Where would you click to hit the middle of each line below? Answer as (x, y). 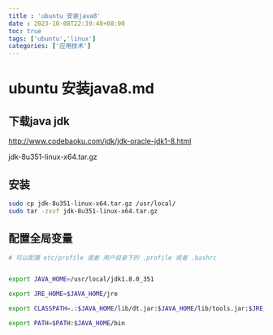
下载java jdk (39, 121)
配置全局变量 (41, 239)
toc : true (25, 31)
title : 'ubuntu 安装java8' (55, 16)
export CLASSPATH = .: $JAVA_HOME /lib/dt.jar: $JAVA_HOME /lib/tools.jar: (129, 309)
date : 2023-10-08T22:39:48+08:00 (67, 24)
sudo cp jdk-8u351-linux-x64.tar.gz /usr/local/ (92, 204)
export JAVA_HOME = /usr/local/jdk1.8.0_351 (81, 279)
